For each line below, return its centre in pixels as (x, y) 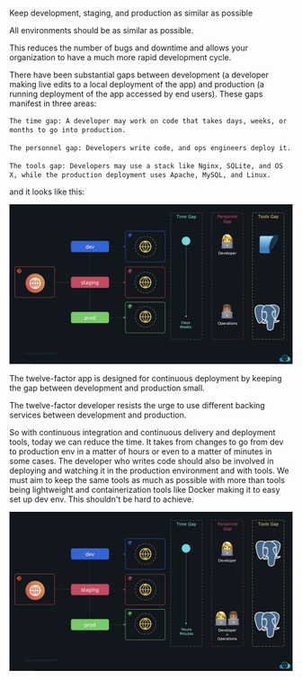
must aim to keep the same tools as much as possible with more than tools (147, 479)
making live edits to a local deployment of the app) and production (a (137, 84)
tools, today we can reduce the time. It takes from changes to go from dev (147, 442)
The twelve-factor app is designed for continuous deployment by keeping (146, 378)
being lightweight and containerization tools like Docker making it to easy (145, 489)
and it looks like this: (47, 192)
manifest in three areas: (53, 103)
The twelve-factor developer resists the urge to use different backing (137, 405)
